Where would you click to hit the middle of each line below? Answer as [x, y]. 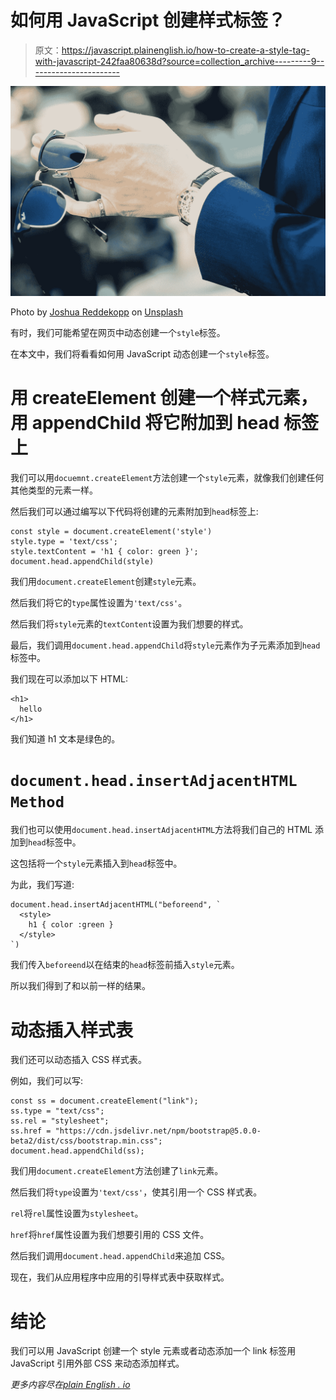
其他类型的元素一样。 [54, 490]
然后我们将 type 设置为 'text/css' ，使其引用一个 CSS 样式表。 [136, 1192]
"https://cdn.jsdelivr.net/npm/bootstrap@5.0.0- [158, 1131]
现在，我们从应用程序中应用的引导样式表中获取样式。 [120, 1277]
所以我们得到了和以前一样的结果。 [80, 986]
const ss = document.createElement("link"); [104, 1101]
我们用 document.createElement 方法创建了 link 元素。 [117, 1171]
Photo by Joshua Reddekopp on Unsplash [96, 312]
